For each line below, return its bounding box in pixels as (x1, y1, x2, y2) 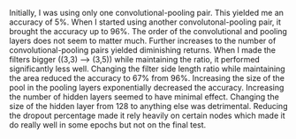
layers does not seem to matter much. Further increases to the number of (9, 35, 277, 46)
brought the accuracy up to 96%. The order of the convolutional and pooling (9, 26, 287, 36)
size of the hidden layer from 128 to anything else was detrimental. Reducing (9, 101, 288, 111)
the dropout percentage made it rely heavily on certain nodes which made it (9, 110, 285, 121)
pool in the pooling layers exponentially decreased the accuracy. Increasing (9, 83, 285, 92)
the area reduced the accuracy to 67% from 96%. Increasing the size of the (9, 73, 285, 83)
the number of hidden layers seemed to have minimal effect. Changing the (9, 91, 280, 102)
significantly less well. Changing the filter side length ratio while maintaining (9, 63, 285, 74)
